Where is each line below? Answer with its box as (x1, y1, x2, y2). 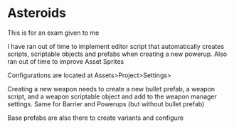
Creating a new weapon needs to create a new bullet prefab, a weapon (7, 84, 216, 93)
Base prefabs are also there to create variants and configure (7, 113, 184, 122)
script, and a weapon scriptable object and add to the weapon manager (7, 92, 217, 101)
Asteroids (7, 5, 66, 21)
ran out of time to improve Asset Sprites (7, 57, 124, 65)
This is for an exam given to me (7, 28, 100, 37)
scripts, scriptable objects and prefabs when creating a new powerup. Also (7, 50, 228, 58)
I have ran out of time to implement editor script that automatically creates (7, 42, 225, 50)
